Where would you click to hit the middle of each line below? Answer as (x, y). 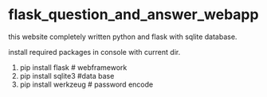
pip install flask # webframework (73, 67)
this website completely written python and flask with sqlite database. (123, 37)
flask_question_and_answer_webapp (133, 15)
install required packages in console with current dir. (94, 52)
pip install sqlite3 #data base (67, 76)
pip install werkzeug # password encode (86, 84)
